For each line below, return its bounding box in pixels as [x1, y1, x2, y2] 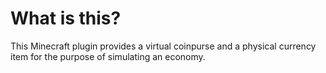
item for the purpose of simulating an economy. [10, 50, 206, 62]
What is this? [10, 7, 122, 30]
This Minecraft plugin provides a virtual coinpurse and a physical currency [10, 40, 317, 52]
